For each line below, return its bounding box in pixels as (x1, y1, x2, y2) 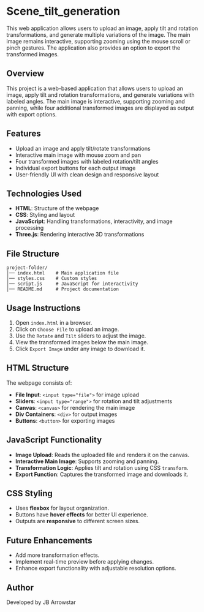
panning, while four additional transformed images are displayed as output (6, 104, 194, 111)
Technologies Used (6, 188, 81, 198)
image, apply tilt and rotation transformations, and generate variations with (6, 91, 195, 99)
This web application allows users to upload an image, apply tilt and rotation (6, 25, 198, 32)
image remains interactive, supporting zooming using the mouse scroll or (6, 37, 191, 45)
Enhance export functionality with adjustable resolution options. (15, 565, 176, 572)
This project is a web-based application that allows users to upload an (6, 85, 184, 92)
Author (6, 582, 34, 592)
